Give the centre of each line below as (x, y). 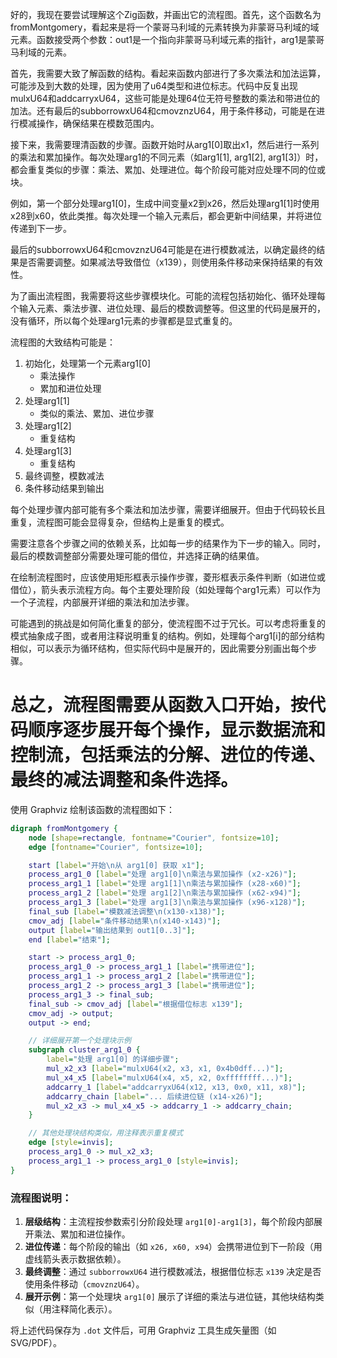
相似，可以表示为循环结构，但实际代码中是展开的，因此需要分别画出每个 (159, 648)
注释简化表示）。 (84, 1309)
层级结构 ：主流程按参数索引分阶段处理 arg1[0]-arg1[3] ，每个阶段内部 (169, 1221)
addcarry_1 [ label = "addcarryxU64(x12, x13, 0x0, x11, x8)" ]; (176, 1087)
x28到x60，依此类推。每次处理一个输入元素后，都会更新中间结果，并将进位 (166, 216)
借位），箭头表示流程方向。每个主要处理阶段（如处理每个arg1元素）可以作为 (166, 589)
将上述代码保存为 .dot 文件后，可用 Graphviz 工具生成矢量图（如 (143, 1330)
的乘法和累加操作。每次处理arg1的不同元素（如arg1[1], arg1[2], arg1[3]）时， (167, 157)
